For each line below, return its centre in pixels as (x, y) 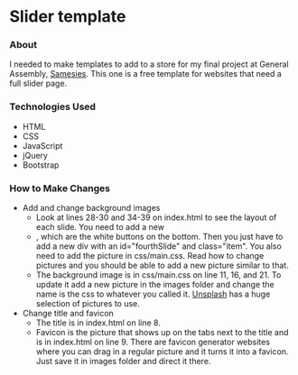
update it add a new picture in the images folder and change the (155, 285)
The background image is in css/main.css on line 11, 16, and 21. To (158, 275)
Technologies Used (53, 107)
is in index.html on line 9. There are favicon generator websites (153, 342)
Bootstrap (41, 165)
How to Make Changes (60, 188)
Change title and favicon (68, 314)
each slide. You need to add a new (100, 227)
